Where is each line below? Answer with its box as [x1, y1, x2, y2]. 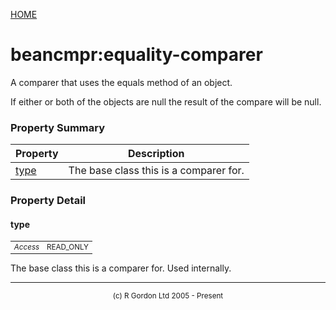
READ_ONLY [46, 242, 90, 252]
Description [128, 147, 185, 161]
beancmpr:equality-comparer [10, 44, 263, 66]
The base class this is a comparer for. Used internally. [10, 262, 232, 274]
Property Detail [10, 194, 87, 208]
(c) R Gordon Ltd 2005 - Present [112, 290, 224, 301]
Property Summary [10, 120, 106, 134]
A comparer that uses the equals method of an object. [10, 76, 233, 88]
